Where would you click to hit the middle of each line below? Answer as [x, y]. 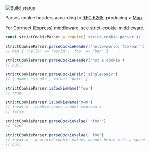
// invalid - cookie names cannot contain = [53, 107]
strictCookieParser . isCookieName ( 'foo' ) [49, 89]
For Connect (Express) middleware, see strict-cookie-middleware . [75, 28]
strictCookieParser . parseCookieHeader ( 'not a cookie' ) [65, 60]
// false [15, 112]
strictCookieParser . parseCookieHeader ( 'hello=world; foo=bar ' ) [75, 46]
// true [14, 93]
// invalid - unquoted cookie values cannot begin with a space [75, 140]
